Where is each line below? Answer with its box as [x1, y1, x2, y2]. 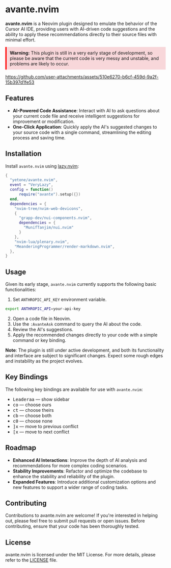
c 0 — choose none [12, 417, 53, 424]
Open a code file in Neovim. [12, 315, 71, 322]
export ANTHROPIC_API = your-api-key [5, 306, 81, 312]
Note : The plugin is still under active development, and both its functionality [5, 347, 164, 353]
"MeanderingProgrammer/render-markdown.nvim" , [14, 244, 115, 249]
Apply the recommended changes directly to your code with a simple [12, 332, 158, 338]
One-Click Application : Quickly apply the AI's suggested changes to [12, 124, 157, 130]
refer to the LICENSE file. [5, 557, 58, 563]
